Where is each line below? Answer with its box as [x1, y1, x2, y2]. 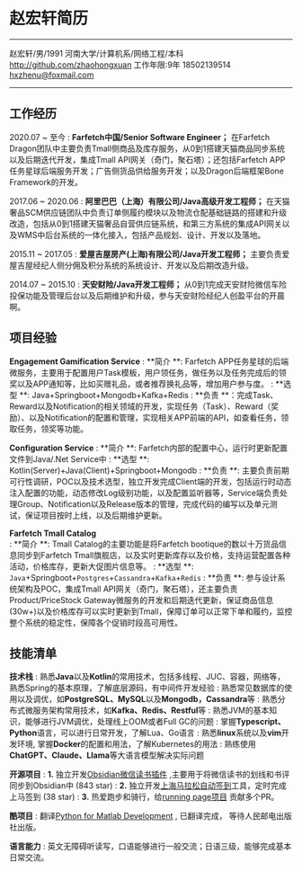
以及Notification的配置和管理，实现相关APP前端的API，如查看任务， [28, 412, 281, 422]
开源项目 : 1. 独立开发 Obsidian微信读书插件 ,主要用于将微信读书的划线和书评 [9, 769, 290, 780]
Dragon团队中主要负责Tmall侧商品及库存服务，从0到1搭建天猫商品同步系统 [9, 143, 286, 154]
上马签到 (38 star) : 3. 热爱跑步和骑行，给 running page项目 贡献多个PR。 [9, 792, 280, 803]
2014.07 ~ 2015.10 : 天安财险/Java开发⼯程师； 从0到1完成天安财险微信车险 [9, 279, 288, 289]
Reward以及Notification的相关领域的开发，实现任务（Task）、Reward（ [9, 401, 271, 412]
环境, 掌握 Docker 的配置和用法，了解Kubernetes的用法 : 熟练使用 [16, 739, 256, 750]
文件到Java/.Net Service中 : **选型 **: [9, 453, 150, 464]
